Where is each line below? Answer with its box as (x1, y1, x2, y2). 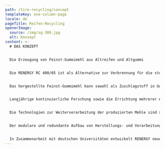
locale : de (5, 16, 27, 21)
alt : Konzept (9, 35, 36, 40)
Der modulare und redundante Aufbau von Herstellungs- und (9, 123, 133, 128)
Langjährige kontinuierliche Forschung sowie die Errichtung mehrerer (9, 97, 157, 102)
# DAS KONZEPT (9, 44, 38, 49)
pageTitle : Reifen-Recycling (5, 21, 65, 26)
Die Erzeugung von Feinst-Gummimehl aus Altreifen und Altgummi (9, 57, 144, 62)
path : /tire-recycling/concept (5, 7, 69, 12)
